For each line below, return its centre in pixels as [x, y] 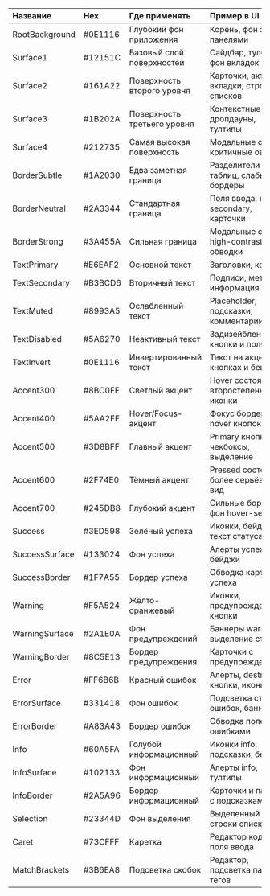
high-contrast [236, 242]
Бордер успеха [159, 577]
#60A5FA [101, 749]
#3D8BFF [102, 447]
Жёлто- [145, 600]
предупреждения [163, 662]
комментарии [236, 321]
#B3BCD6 [102, 283]
